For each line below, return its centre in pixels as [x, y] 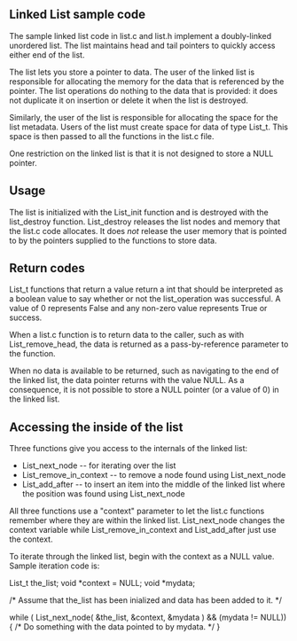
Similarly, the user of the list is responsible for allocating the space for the [144, 117]
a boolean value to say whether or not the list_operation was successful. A [145, 299]
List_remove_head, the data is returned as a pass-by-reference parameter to [149, 344]
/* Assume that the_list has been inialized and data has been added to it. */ [145, 600]
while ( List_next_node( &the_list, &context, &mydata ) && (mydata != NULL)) [148, 618]
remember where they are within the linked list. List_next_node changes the [147, 520]
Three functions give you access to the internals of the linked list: [129, 449]
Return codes [47, 268]
